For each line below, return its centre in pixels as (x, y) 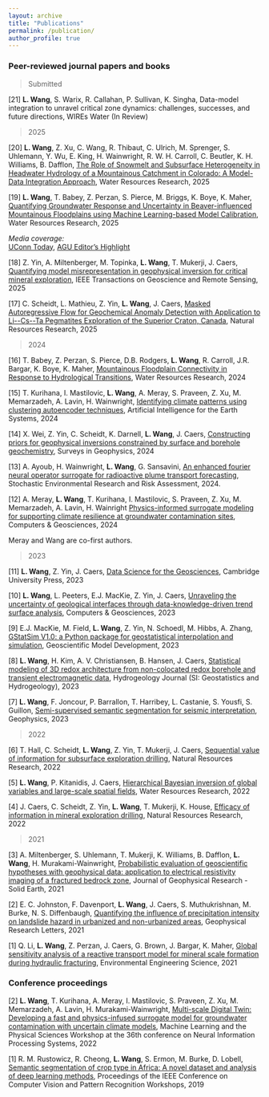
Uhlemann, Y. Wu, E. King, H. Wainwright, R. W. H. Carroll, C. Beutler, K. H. (131, 156)
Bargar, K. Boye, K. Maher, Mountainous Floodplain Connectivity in (118, 368)
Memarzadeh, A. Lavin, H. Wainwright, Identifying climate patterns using (128, 401)
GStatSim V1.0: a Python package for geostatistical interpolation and (121, 636)
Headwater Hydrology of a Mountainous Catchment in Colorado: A (118, 173)
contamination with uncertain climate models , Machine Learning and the (127, 1026)
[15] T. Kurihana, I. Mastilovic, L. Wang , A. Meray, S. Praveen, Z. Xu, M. (125, 392)
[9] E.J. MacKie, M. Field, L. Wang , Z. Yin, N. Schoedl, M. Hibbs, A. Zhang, (130, 628)
